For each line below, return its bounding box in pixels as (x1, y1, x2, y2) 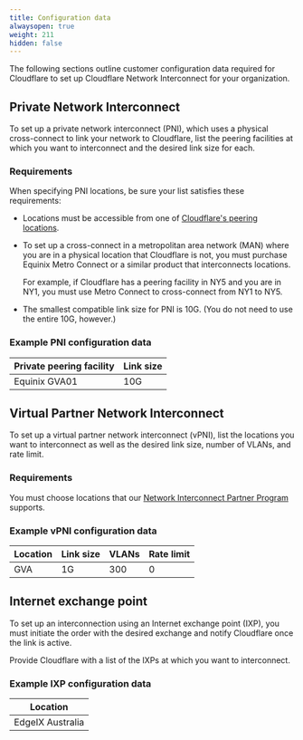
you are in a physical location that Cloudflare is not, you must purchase (22, 250, 288, 261)
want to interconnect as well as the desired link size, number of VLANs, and (9, 439, 291, 450)
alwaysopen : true (9, 22, 75, 31)
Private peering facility (14, 360, 115, 372)
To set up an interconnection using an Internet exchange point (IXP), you (9, 618, 280, 629)
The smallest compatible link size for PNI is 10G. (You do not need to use (22, 304, 294, 315)
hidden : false (9, 38, 63, 48)
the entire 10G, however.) (22, 313, 117, 324)
